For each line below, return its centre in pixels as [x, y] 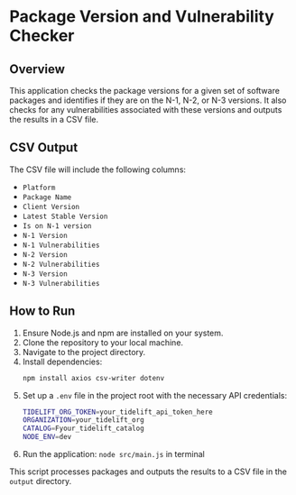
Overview [37, 69]
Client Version [51, 206]
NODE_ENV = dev [47, 437]
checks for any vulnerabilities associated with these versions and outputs [146, 110]
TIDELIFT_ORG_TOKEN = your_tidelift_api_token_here [118, 412]
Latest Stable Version [65, 216]
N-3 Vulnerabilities [61, 283]
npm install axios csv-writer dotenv [93, 378]
